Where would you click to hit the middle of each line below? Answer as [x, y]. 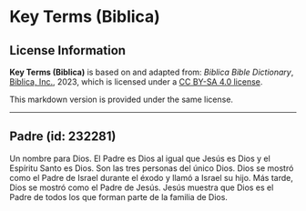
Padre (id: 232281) [63, 137]
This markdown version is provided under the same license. [122, 99]
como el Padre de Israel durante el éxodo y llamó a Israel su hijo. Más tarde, [151, 177]
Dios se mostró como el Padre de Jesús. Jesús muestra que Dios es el [142, 187]
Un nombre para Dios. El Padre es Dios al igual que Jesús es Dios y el [140, 158]
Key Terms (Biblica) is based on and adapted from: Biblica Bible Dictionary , [152, 72]
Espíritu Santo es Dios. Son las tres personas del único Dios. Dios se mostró [152, 168]
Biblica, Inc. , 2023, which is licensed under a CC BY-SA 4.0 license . [136, 82]
